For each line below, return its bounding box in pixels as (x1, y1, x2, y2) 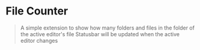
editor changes (20, 37, 58, 44)
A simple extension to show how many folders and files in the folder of (20, 24, 195, 31)
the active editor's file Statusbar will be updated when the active (20, 30, 180, 37)
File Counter (5, 4, 68, 18)
